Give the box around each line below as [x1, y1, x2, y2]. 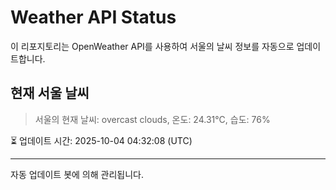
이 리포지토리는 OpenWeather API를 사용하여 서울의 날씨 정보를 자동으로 [10, 40, 295, 52]
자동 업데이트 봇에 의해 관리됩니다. [10, 168, 144, 180]
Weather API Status [10, 6, 177, 29]
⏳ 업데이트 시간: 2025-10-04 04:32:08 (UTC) [10, 134, 193, 146]
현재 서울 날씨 [10, 85, 90, 102]
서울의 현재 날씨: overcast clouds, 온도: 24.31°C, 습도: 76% [34, 113, 271, 125]
